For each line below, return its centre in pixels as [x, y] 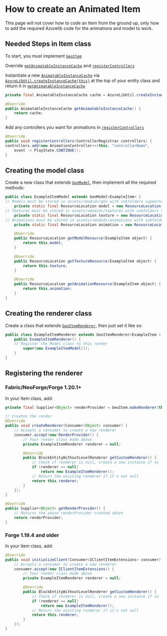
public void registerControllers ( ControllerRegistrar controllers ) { [79, 141]
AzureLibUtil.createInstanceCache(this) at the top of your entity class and [83, 80]
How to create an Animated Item [73, 9]
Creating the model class [45, 170]
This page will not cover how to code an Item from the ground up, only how [82, 23]
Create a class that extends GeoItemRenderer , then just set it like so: [74, 325]
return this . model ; [43, 243]
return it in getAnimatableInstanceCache [45, 86]
